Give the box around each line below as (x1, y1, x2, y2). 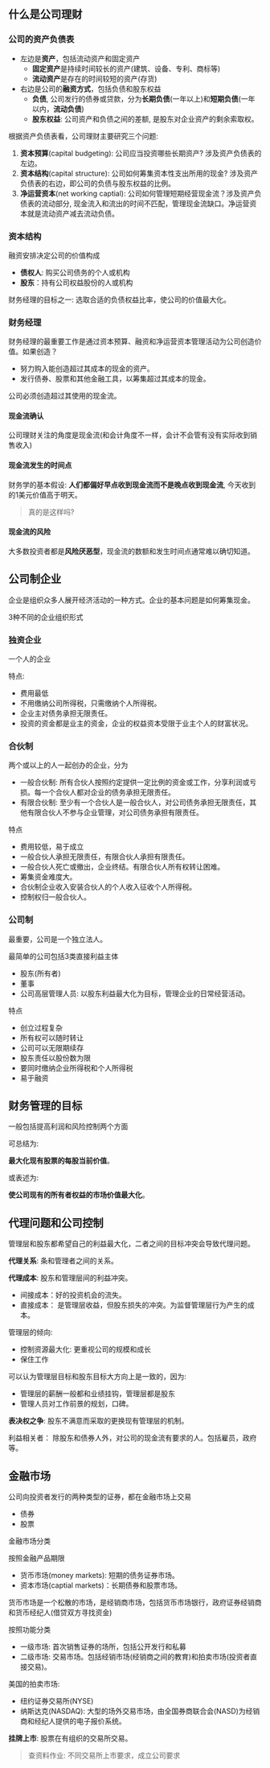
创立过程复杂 (19, 1022, 63, 1032)
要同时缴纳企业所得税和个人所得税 (19, 1063, 133, 1072)
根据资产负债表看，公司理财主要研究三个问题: (8, 131, 159, 141)
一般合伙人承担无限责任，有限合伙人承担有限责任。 (19, 852, 190, 861)
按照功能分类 (8, 1625, 51, 1634)
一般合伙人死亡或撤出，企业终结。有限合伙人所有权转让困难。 (19, 862, 225, 872)
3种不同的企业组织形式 (8, 612, 84, 622)
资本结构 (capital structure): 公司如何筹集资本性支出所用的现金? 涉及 (19, 168, 244, 178)
